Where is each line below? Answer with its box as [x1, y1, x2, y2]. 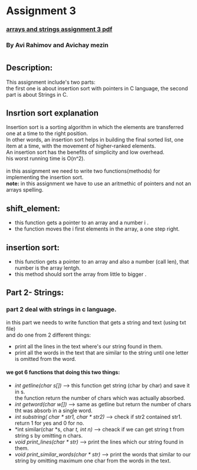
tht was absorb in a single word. [14, 407, 93, 414]
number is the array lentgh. [14, 264, 81, 272]
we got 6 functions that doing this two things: [6, 369, 120, 376]
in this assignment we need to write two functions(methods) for [6, 167, 160, 175]
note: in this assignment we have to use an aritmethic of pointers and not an [6, 180, 192, 187]
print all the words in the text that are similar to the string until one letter [14, 349, 189, 356]
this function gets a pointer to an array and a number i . [14, 219, 149, 226]
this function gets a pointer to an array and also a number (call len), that [14, 258, 189, 265]
